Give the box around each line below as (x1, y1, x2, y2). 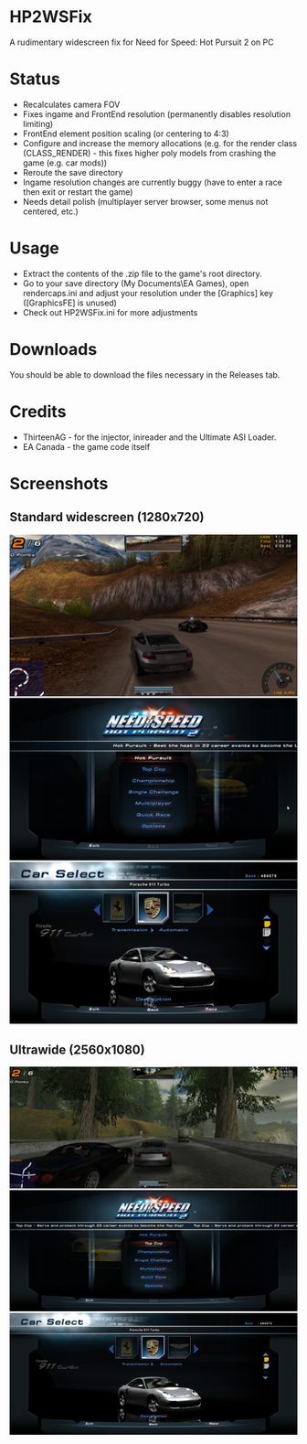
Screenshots (9, 473, 109, 494)
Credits (9, 401, 67, 422)
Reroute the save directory (22, 166, 123, 177)
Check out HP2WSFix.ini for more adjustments (22, 306, 198, 317)
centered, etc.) (22, 206, 79, 217)
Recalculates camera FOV (22, 99, 121, 110)
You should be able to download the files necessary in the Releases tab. (9, 369, 281, 380)
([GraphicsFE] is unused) (22, 297, 117, 308)
